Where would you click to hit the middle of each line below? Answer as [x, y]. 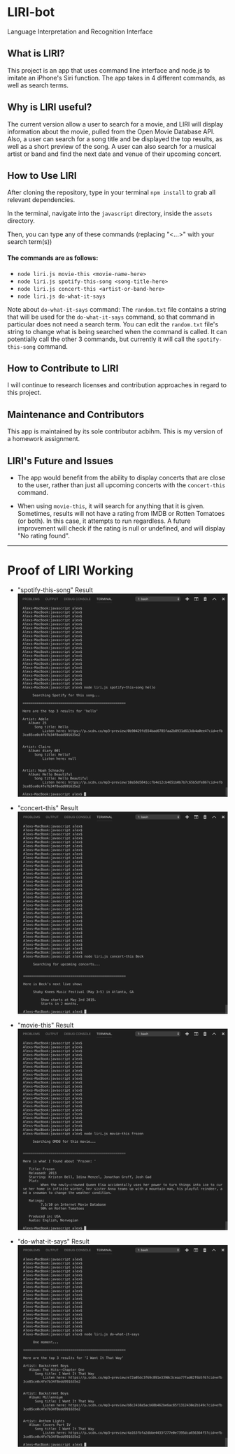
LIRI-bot [31, 12]
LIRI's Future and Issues [60, 461]
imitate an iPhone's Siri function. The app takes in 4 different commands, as [116, 78]
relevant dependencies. [41, 200]
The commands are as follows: [53, 258]
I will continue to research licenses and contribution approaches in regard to [117, 385]
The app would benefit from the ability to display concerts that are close [121, 478]
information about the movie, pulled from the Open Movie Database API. [111, 131]
